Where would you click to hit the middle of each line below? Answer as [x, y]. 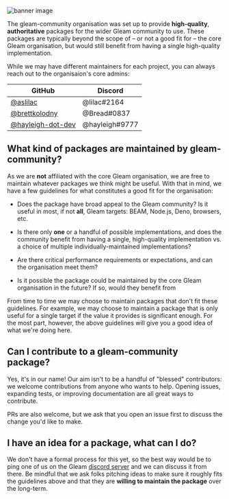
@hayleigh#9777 [110, 125]
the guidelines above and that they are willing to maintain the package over [114, 481]
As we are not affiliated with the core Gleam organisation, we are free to [108, 176]
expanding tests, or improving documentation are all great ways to [100, 393]
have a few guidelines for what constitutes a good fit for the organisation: [110, 190]
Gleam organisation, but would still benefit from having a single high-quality [113, 46]
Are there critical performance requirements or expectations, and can [115, 259]
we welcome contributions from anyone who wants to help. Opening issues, [114, 386]
